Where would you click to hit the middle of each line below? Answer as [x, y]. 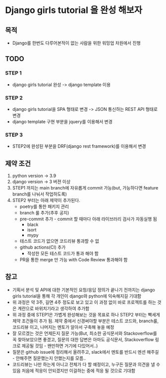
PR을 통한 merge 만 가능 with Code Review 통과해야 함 [74, 260]
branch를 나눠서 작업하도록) [39, 194]
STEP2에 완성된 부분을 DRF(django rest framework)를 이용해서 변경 [79, 146]
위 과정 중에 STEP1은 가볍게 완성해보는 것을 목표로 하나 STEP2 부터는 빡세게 [86, 314]
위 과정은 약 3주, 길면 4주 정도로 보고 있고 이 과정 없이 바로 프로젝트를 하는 [84, 302]
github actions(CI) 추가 [43, 247]
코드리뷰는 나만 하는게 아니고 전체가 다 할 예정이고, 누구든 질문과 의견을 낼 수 [86, 364]
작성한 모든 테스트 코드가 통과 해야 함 [63, 254]
